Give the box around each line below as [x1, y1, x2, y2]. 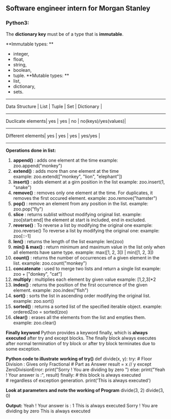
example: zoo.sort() [13, 298, 54, 304]
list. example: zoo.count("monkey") [13, 260, 87, 266]
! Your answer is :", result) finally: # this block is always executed [6, 372, 141, 378]
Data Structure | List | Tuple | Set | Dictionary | [6, 103, 102, 109]
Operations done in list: [6, 147, 56, 153]
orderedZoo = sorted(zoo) [13, 308, 68, 315]
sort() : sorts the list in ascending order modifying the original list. [13, 293, 151, 299]
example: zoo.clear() [13, 320, 56, 326]
